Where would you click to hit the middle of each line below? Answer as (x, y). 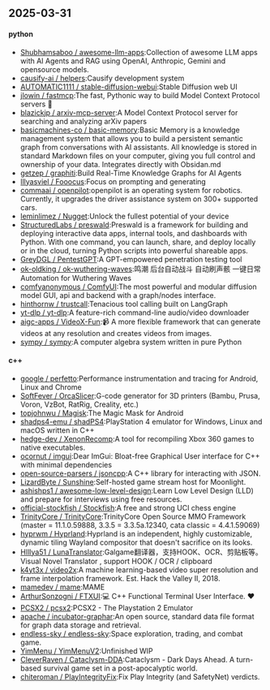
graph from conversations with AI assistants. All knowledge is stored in (138, 147)
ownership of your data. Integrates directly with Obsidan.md (120, 164)
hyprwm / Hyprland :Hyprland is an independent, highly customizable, (136, 533)
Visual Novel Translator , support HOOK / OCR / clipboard (116, 561)
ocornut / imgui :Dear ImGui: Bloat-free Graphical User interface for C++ (140, 456)
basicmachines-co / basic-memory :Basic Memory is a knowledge (130, 130)
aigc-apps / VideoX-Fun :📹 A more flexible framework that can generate (140, 321)
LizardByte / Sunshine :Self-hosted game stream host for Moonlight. (133, 481)
